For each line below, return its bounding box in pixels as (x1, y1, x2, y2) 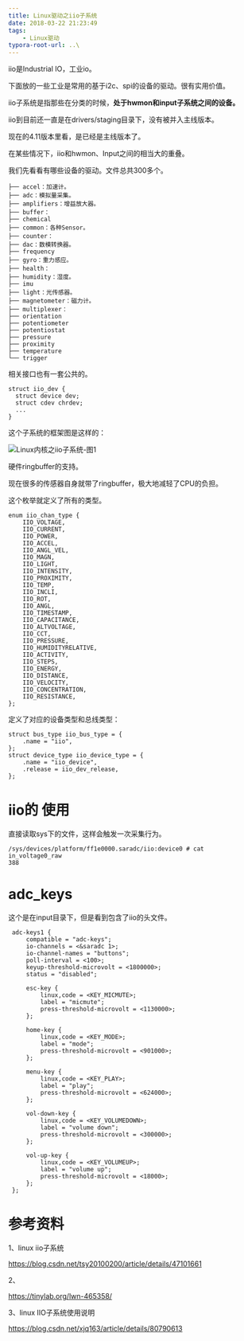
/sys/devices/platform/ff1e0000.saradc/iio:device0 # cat (8, 845, 204, 853)
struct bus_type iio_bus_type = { (8, 730, 123, 739)
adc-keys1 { (11, 929, 52, 936)
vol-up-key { (25, 1151, 69, 1159)
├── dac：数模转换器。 (8, 240, 76, 249)
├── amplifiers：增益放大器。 (8, 200, 100, 208)
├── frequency (8, 248, 56, 256)
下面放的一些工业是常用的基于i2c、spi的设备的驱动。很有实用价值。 (8, 81, 230, 91)
